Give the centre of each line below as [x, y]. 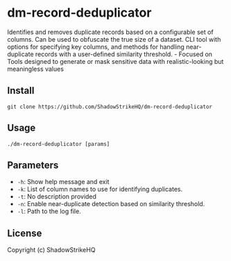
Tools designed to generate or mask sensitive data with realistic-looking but [115, 61]
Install [21, 91]
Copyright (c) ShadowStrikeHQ [51, 250]
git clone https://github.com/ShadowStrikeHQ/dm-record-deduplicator [110, 107]
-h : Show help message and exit [63, 182]
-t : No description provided [57, 196]
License [25, 233]
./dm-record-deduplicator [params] [59, 144]
